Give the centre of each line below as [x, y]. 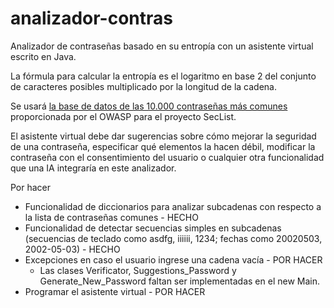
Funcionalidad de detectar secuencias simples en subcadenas [153, 228]
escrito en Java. [43, 56]
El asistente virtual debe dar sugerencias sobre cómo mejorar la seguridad [163, 136]
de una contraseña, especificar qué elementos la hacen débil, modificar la [163, 146]
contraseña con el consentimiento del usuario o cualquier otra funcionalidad [167, 157]
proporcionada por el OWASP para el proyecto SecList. [123, 116]
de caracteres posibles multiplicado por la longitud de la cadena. [144, 86]
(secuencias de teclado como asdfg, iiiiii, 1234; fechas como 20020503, [173, 238]
